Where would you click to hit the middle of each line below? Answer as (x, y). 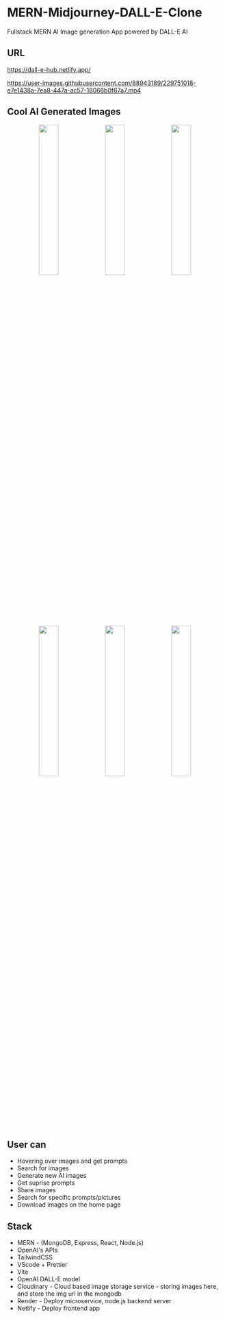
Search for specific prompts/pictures (69, 1198)
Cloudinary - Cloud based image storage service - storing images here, (118, 1287)
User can (27, 1145)
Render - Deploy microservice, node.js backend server (94, 1301)
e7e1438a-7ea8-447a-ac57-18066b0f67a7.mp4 (74, 90)
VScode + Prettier (42, 1265)
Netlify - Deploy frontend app (58, 1308)
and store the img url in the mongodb (69, 1294)
